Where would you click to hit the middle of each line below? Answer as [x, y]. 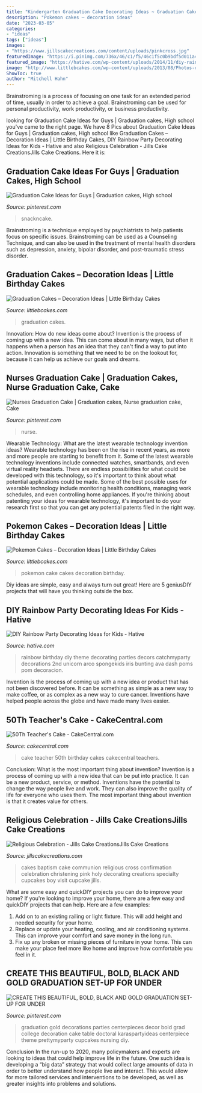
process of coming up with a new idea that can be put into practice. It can [98, 776]
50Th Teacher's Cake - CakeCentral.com [85, 720]
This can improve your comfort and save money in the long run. [93, 935]
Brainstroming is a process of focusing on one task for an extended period [98, 96]
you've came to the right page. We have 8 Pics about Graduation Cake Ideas [101, 127]
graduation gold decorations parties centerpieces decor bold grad [103, 1027]
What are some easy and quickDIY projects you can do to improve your [94, 891]
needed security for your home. [54, 922]
